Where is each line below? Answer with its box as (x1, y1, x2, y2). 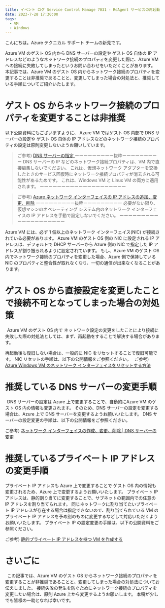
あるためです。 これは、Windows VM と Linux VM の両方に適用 (30, 177, 159, 183)
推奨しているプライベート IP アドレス (5, 453, 155, 464)
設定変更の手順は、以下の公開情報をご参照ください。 (22, 417, 131, 423)
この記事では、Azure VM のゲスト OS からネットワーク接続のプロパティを (7, 572, 158, 578)
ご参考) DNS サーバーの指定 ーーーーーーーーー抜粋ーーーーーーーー (17, 152, 157, 158)
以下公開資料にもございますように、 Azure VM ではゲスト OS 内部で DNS (5, 130, 154, 136)
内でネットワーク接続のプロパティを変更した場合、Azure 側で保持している (5, 254, 156, 260)
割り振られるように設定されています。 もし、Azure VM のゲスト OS (22, 248, 160, 254)
